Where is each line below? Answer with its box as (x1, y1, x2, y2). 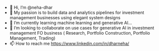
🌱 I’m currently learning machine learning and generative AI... (9, 20, 132, 25)
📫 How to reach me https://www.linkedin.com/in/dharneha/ (9, 41, 129, 46)
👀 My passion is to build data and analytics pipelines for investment (9, 10, 144, 15)
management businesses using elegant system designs (9, 15, 121, 20)
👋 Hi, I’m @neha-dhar (9, 5, 53, 10)
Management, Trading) (9, 35, 56, 41)
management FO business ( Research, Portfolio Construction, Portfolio (9, 30, 150, 36)
